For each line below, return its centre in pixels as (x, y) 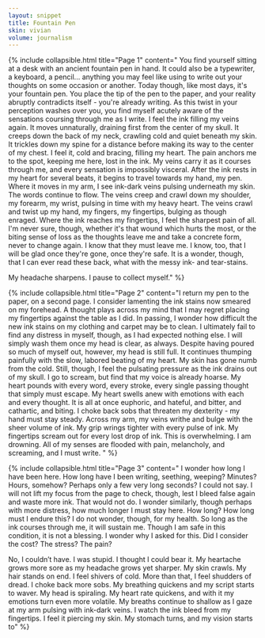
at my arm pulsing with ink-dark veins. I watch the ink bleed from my (120, 610)
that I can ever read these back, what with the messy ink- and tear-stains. (128, 262)
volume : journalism (40, 38)
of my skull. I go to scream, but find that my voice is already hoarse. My (125, 377)
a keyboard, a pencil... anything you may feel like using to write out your (125, 77)
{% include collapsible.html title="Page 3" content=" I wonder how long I (127, 468)
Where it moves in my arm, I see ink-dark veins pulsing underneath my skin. (132, 186)
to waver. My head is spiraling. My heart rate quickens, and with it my (121, 593)
